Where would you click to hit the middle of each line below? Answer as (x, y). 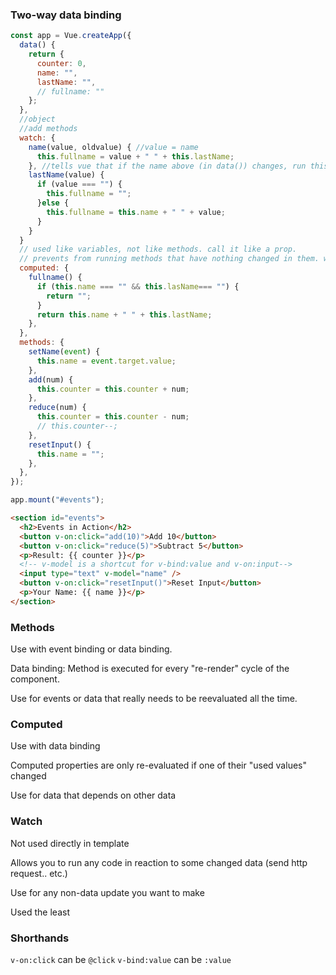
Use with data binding (55, 746)
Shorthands (40, 938)
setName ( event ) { (64, 352)
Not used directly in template (70, 843)
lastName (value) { (66, 175)
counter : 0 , (61, 63)
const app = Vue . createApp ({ (71, 36)
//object (37, 119)
